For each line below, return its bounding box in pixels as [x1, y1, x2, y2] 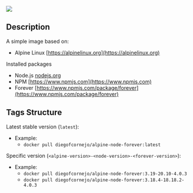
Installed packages [6, 60, 52, 67]
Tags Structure [6, 107, 62, 117]
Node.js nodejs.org [14, 72, 61, 79]
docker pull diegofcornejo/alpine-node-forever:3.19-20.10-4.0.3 [23, 171, 187, 177]
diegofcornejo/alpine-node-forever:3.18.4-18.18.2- [55, 177, 185, 183]
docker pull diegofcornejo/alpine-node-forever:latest [23, 141, 161, 148]
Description [6, 22, 50, 32]
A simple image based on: [6, 38, 69, 45]
